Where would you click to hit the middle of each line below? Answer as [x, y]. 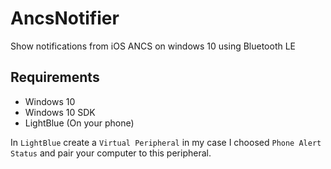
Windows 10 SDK [60, 112]
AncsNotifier [65, 18]
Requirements [55, 77]
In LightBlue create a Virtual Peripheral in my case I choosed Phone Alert [166, 142]
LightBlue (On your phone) [79, 123]
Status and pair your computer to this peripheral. [111, 153]
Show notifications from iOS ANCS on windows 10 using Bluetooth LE [153, 46]
